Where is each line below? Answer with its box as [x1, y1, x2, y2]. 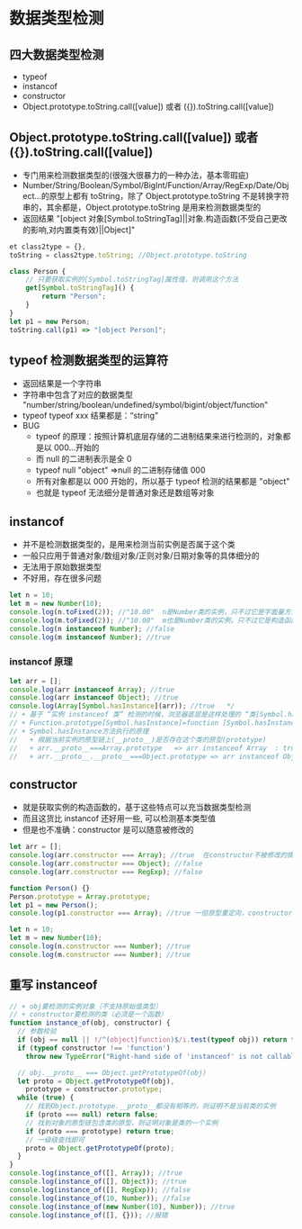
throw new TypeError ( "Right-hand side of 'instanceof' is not [25, 1052, 263, 1061]
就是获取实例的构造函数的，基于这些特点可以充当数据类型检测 [22, 802, 252, 813]
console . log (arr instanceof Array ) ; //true [9, 685, 175, 694]
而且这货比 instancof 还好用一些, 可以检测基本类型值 [22, 813, 217, 824]
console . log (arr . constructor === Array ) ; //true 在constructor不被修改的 [9, 851, 288, 860]
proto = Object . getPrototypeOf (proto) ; [25, 1143, 175, 1152]
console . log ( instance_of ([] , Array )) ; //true [9, 1169, 182, 1178]
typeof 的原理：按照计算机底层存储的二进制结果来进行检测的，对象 [35, 431, 283, 442]
